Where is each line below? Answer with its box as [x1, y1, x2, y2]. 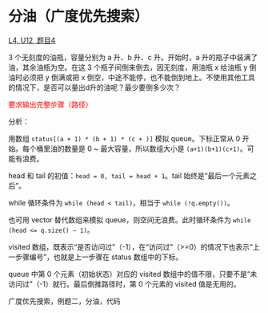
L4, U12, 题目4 [8, 35, 56, 45]
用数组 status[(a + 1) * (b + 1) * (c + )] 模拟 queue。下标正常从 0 [8, 133, 241, 143]
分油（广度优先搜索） [8, 7, 150, 26]
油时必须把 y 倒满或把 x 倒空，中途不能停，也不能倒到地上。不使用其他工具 [8, 72, 256, 82]
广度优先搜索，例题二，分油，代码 [8, 296, 121, 306]
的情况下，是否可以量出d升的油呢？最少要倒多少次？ [8, 82, 182, 92]
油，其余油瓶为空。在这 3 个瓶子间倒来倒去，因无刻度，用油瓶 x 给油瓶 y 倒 [8, 62, 257, 72]
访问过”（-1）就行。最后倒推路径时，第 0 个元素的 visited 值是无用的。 [8, 278, 242, 289]
